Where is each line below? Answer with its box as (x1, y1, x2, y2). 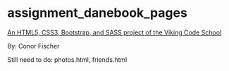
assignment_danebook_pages (7, 5, 188, 21)
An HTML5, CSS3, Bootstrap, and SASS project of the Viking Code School (7, 28, 222, 37)
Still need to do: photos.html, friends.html (7, 55, 128, 64)
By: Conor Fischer (7, 41, 60, 50)
